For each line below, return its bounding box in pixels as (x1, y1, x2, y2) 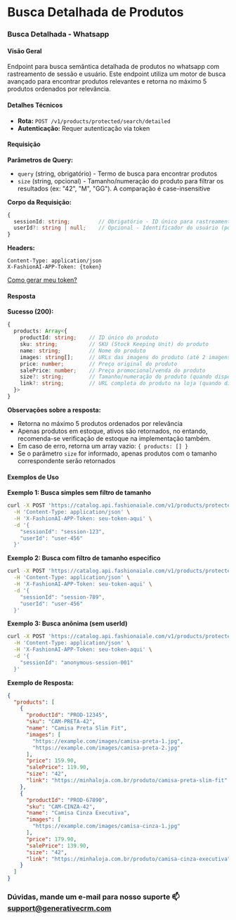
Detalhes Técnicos (7, 101, 63, 109)
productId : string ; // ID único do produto (20, 335, 159, 342)
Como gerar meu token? (7, 276, 77, 285)
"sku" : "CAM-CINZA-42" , (25, 803, 96, 810)
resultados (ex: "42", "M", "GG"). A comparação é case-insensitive (17, 184, 211, 193)
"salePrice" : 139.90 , (25, 842, 90, 849)
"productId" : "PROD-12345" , (25, 711, 109, 719)
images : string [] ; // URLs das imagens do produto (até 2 (20, 354, 206, 361)
